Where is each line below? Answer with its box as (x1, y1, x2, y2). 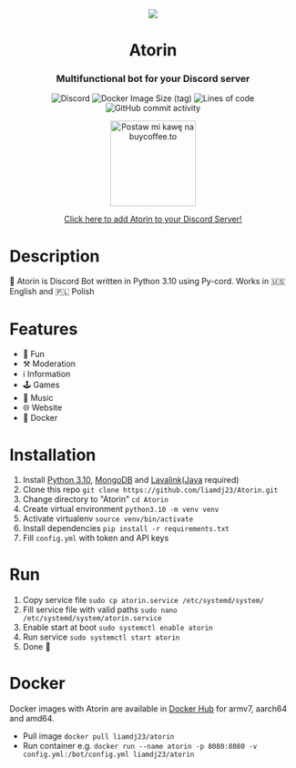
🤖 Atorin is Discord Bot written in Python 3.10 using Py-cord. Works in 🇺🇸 (9, 276, 286, 287)
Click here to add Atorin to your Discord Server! (64, 214, 242, 225)
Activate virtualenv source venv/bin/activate (22, 513, 194, 524)
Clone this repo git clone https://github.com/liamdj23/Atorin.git (22, 484, 279, 496)
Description (9, 246, 100, 266)
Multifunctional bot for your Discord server (56, 73, 250, 86)
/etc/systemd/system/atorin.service (22, 614, 162, 623)
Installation (9, 445, 97, 465)
